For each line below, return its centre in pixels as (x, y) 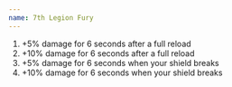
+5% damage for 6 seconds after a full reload (106, 43)
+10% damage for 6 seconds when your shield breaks (122, 72)
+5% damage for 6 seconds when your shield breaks (120, 63)
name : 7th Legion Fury (51, 18)
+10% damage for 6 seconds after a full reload (108, 53)
